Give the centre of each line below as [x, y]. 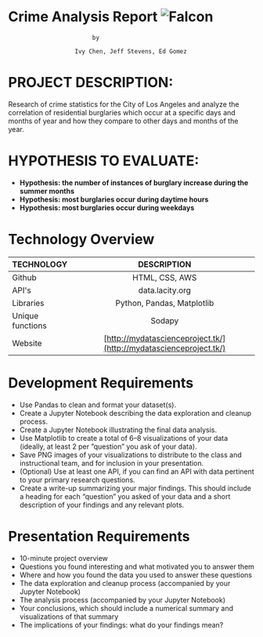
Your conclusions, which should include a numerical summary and [126, 608]
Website [27, 343]
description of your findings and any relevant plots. [102, 504]
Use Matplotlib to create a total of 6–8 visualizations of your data [124, 438]
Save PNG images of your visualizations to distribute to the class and [131, 454]
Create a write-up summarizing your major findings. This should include [135, 488]
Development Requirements [101, 382]
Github [24, 277]
